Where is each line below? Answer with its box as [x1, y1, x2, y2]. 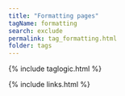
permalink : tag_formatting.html [8, 34, 117, 43]
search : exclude [8, 27, 63, 35]
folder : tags [8, 42, 52, 50]
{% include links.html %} [8, 80, 90, 90]
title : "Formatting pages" [8, 11, 99, 20]
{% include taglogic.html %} [8, 64, 102, 73]
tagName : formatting [8, 19, 78, 27]
